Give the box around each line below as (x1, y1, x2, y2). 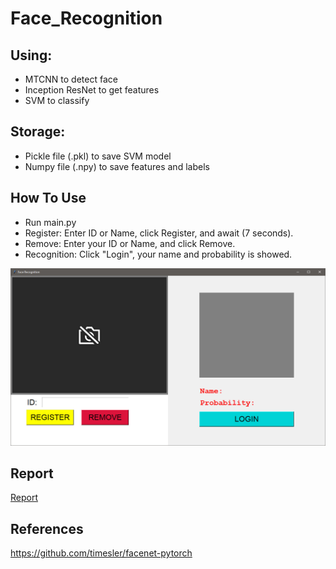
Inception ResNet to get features (24, 84, 160, 96)
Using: (10, 47, 53, 64)
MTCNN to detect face (24, 73, 118, 85)
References (10, 520, 84, 537)
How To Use (10, 190, 87, 207)
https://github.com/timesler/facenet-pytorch (10, 547, 193, 559)
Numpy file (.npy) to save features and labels (24, 160, 210, 172)
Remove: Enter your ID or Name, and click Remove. (24, 237, 236, 249)
